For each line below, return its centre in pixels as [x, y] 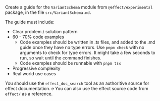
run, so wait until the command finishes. [60, 58]
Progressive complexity [36, 68]
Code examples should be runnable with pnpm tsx [70, 63]
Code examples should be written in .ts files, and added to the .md [87, 42]
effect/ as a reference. [29, 94]
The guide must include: [30, 22]
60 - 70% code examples [38, 37]
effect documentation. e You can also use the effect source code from [77, 88]
